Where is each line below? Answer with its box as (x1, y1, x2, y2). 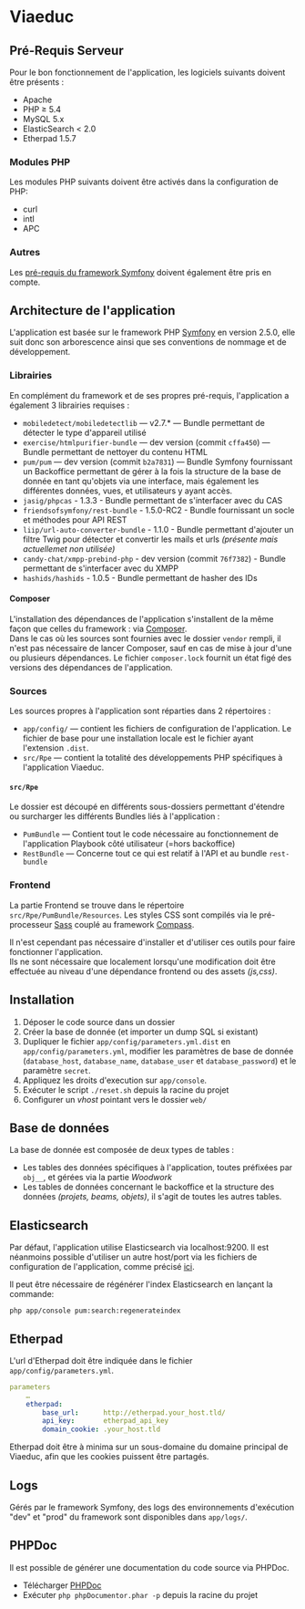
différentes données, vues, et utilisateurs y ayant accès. (22, 485, 233, 496)
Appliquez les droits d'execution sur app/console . (22, 1074, 208, 1085)
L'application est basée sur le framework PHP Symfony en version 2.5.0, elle (9, 327, 296, 338)
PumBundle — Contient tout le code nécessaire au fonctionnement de (22, 828, 280, 840)
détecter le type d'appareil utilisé (22, 427, 147, 438)
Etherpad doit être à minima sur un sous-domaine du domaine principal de (9, 1441, 289, 1452)
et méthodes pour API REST (22, 514, 127, 525)
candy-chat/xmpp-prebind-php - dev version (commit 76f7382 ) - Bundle (22, 553, 287, 564)
